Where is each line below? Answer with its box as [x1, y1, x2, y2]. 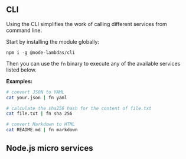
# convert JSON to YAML [6, 89, 65, 95]
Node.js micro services [6, 143, 93, 153]
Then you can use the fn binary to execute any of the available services [6, 60, 181, 67]
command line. [6, 27, 43, 34]
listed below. [6, 66, 37, 73]
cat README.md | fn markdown [6, 127, 78, 133]
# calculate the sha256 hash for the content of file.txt [6, 105, 152, 111]
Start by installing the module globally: [6, 38, 99, 45]
